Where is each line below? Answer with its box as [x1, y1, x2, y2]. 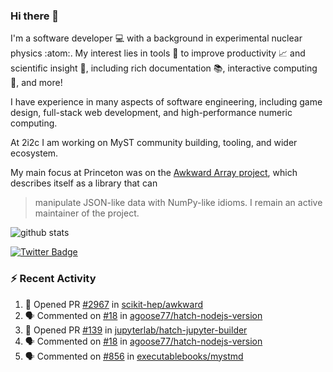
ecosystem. [10, 147, 59, 159]
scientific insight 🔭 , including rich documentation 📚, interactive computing [10, 62, 318, 74]
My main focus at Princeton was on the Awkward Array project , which [10, 167, 298, 179]
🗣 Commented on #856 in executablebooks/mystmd [24, 350, 244, 362]
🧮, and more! [10, 77, 63, 89]
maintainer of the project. [34, 207, 140, 219]
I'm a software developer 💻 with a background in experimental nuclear [10, 32, 303, 44]
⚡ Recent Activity [10, 272, 97, 286]
